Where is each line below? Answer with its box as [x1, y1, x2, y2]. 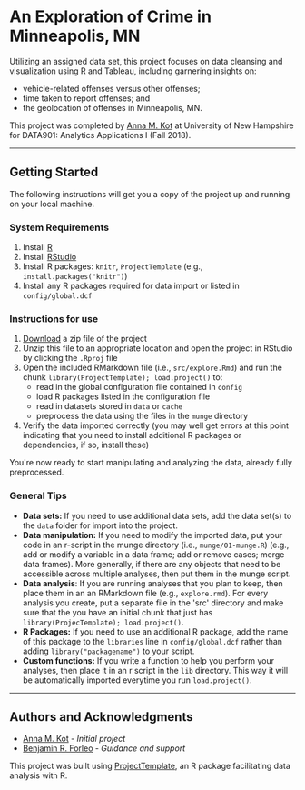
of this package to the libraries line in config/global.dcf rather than [22, 635, 283, 646]
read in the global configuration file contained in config [35, 382, 243, 393]
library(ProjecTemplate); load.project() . [22, 616, 184, 627]
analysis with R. [9, 770, 68, 781]
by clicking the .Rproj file [22, 353, 118, 364]
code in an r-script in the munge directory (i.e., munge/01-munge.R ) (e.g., [22, 539, 290, 550]
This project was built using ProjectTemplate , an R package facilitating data [9, 761, 290, 772]
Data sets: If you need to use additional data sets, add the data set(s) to [22, 510, 292, 521]
